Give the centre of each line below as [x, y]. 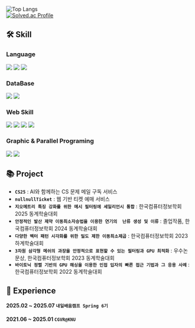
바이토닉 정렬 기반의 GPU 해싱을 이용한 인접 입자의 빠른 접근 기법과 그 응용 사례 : [102, 265]
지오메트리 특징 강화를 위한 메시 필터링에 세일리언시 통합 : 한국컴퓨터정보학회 [98, 206]
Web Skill [20, 112]
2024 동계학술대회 [76, 229]
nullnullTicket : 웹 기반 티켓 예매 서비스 [62, 199]
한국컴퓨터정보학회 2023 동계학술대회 [71, 258]
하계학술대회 [29, 243]
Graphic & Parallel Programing [50, 141]
